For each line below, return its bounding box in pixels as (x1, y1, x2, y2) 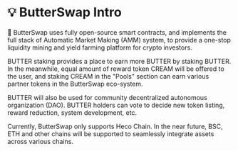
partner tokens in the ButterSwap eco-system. (7, 79, 144, 88)
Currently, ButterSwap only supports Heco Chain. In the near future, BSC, (7, 122, 223, 130)
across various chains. (7, 137, 73, 145)
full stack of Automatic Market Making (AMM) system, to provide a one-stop (7, 35, 232, 44)
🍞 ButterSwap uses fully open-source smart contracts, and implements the (7, 28, 227, 36)
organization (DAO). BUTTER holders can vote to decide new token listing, (7, 101, 225, 109)
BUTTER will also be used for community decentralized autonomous (7, 93, 208, 101)
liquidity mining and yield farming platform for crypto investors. (7, 43, 192, 52)
